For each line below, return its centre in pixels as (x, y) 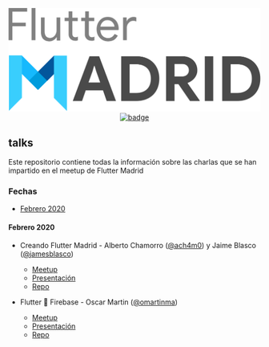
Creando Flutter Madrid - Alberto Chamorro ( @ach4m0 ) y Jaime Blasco (138, 245)
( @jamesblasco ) (47, 254)
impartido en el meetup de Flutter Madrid (76, 171)
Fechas (23, 191)
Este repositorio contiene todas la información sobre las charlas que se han (132, 162)
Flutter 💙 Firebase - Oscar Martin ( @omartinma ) (99, 302)
